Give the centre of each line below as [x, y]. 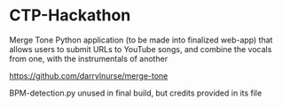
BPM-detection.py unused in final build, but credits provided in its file [136, 93]
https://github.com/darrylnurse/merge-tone [89, 75]
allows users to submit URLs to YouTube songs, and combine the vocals [141, 49]
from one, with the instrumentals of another [89, 58]
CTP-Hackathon [70, 15]
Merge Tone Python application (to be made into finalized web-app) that [141, 40]
